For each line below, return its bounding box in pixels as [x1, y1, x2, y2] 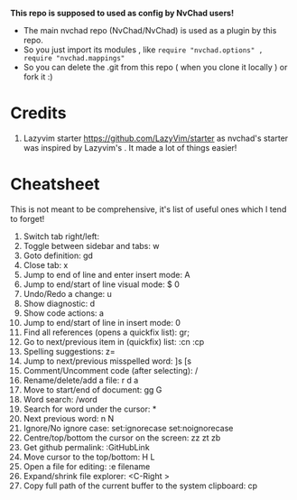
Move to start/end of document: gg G [23, 384, 162, 395]
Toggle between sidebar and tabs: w [23, 240, 160, 251]
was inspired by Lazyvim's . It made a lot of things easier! [23, 142, 237, 153]
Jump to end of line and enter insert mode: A [23, 269, 190, 280]
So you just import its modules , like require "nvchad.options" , [23, 44, 264, 55]
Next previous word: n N [23, 412, 115, 423]
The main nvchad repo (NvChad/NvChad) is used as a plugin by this [23, 25, 277, 35]
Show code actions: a [23, 307, 105, 319]
